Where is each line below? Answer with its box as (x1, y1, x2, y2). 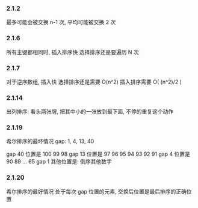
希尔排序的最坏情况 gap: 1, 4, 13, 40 (6, 138, 94, 145)
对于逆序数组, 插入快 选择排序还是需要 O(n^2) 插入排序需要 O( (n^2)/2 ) (6, 78, 182, 85)
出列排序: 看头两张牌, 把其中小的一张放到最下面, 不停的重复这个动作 (6, 108, 173, 115)
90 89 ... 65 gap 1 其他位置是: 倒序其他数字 (6, 158, 113, 165)
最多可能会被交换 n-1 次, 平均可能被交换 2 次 (6, 19, 116, 26)
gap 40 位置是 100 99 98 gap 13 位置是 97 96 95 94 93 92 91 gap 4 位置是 (6, 150, 191, 158)
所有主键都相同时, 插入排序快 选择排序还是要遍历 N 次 (6, 48, 140, 55)
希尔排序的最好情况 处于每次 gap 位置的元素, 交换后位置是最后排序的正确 (6, 188, 187, 195)
